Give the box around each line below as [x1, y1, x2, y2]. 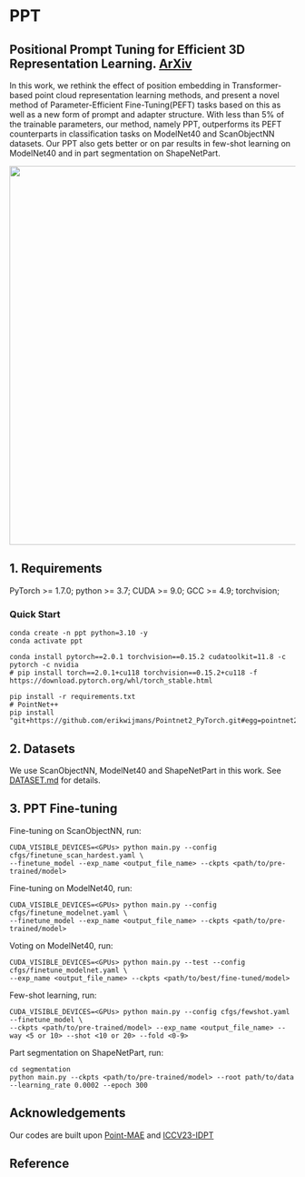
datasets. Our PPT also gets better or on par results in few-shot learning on [9, 138, 291, 148]
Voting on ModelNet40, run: [9, 939, 113, 951]
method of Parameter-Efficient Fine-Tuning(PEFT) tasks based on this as [9, 99, 281, 110]
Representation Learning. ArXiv [9, 56, 192, 71]
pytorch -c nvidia [9, 661, 79, 670]
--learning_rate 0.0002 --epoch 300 [9, 1081, 148, 1090]
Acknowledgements [9, 1105, 126, 1121]
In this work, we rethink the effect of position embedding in [9, 80, 231, 91]
